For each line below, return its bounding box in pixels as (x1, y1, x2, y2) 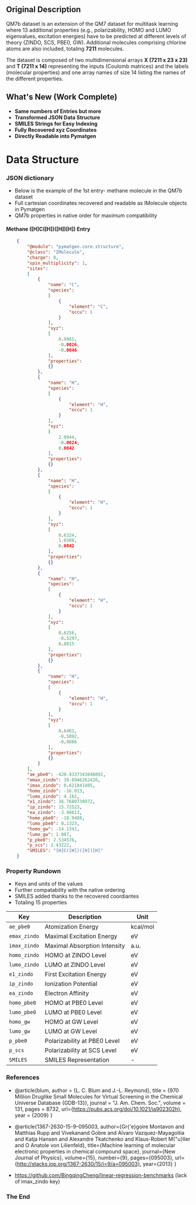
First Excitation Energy (44, 970, 106, 979)
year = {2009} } (14, 1111, 53, 1118)
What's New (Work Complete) (6, 92, 118, 102)
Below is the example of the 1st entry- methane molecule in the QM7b (14, 187, 183, 194)
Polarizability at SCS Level (44, 1046, 117, 1055)
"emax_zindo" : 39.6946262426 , (27, 777, 101, 783)
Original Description (6, 5, 81, 15)
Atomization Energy (44, 923, 99, 931)
